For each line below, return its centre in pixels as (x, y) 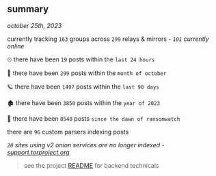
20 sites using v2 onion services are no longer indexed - (86, 145)
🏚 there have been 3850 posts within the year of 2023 (84, 102)
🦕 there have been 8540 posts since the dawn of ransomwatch (94, 118)
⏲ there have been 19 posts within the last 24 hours (81, 59)
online (16, 46)
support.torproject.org (38, 152)
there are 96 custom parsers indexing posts (68, 132)
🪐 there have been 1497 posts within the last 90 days (83, 87)
